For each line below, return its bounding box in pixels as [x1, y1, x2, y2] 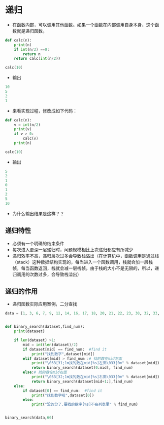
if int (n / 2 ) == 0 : [14, 47, 50, 52]
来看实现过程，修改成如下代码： [12, 108, 77, 114]
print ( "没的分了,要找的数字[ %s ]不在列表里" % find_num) [31, 402, 138, 407]
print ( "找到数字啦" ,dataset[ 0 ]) [31, 393, 95, 398]
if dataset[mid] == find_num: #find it [23, 347, 107, 352]
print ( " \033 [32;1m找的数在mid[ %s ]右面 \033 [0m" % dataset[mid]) [31, 375, 160, 380]
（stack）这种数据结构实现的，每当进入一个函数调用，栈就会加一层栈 [12, 259, 153, 265]
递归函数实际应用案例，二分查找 [12, 301, 77, 307]
